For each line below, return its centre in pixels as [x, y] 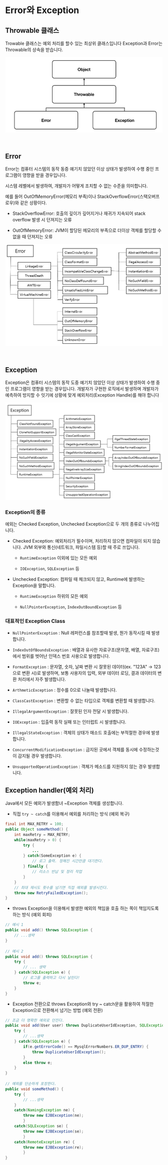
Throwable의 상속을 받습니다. [34, 50]
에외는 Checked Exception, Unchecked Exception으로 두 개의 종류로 [74, 524]
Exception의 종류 [25, 512]
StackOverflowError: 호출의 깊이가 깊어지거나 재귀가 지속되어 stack [79, 213]
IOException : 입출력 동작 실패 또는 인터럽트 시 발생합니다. [69, 722]
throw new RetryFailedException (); [51, 893]
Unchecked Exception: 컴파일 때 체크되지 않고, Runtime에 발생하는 [78, 579]
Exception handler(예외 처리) [49, 790]
